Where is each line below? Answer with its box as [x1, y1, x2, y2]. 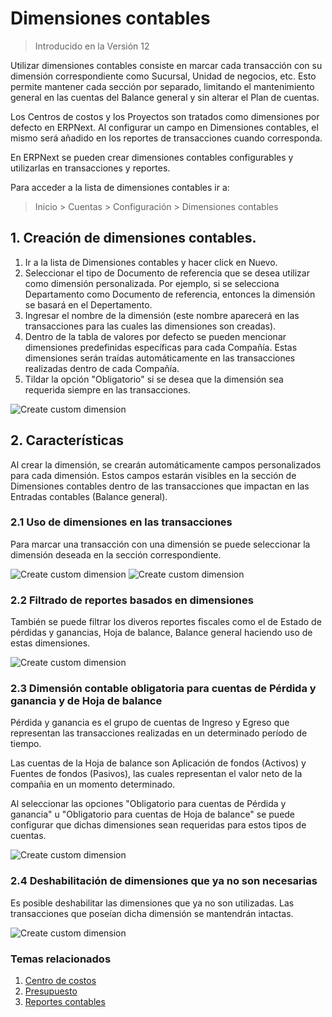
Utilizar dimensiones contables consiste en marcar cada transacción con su [10, 59, 323, 71]
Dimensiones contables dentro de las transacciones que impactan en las [10, 480, 310, 492]
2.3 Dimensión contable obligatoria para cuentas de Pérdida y [10, 682, 317, 696]
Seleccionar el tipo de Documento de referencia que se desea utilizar [24, 267, 310, 279]
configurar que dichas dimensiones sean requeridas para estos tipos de [10, 819, 307, 831]
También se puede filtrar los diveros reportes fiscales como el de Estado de [10, 616, 322, 628]
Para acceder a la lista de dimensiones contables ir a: [10, 181, 230, 193]
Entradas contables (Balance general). [10, 490, 168, 502]
